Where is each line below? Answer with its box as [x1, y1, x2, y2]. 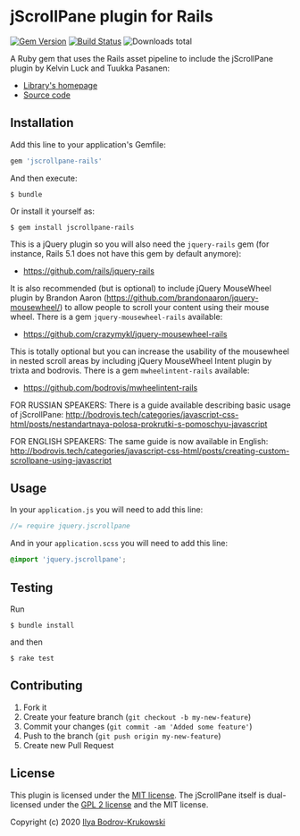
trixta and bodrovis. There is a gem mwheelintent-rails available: [10, 365, 250, 376]
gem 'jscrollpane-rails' [10, 156, 103, 165]
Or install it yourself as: [10, 206, 95, 216]
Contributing [10, 678, 83, 694]
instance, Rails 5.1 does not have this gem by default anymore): [10, 248, 242, 258]
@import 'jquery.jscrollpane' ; [10, 555, 127, 564]
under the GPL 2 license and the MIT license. [43, 798, 209, 810]
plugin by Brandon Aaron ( [10, 292, 107, 303]
